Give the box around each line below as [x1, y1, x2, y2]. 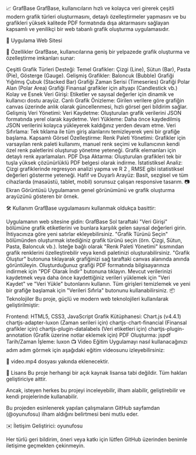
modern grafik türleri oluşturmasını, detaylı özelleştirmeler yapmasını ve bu [6, 13, 186, 20]
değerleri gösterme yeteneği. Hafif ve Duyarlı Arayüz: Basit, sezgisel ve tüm [6, 172, 189, 179]
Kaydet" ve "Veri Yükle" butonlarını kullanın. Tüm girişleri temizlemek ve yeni [6, 280, 191, 287]
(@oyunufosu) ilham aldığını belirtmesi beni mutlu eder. [6, 410, 139, 418]
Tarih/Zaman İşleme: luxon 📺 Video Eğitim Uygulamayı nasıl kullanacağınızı [6, 338, 188, 345]
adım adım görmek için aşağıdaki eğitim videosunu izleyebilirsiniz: [6, 347, 165, 353]
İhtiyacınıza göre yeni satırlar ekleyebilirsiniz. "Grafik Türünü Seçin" [6, 231, 169, 237]
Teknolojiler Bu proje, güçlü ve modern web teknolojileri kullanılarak [6, 295, 169, 302]
